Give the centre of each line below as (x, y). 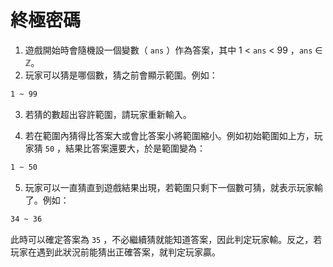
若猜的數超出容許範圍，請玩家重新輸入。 (108, 114)
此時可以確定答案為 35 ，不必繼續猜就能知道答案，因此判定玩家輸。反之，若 (166, 239)
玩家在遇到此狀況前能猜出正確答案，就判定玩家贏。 (115, 252)
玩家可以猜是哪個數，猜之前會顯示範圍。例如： (121, 75)
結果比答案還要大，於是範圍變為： (135, 148)
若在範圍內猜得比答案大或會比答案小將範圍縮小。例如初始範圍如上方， (169, 135)
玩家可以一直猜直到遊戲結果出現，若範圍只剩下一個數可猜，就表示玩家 (169, 187)
